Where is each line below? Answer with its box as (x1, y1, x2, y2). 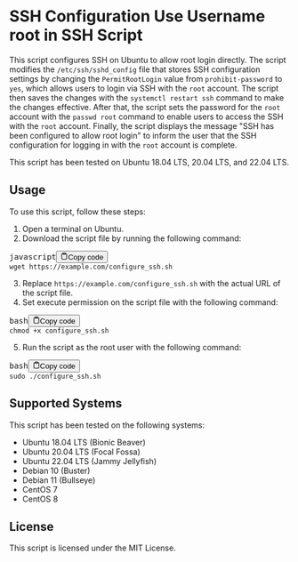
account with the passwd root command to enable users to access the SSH (9, 111, 284, 122)
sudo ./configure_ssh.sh (9, 372, 101, 381)
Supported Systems (9, 396, 123, 411)
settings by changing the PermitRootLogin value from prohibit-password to (9, 73, 283, 84)
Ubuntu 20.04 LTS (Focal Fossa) (21, 446, 141, 457)
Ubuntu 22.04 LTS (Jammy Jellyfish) (21, 455, 157, 466)
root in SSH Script (9, 25, 143, 45)
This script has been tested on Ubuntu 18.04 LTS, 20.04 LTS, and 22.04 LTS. (9, 157, 289, 167)
